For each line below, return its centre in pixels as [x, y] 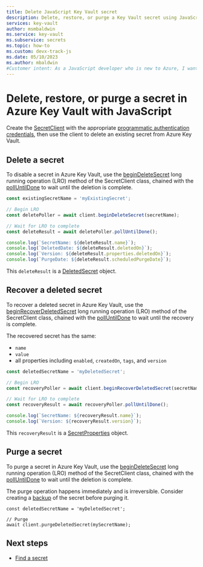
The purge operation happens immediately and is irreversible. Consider [95, 491]
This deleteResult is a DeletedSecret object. [61, 271]
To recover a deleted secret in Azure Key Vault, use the [75, 304]
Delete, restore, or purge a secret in [97, 98]
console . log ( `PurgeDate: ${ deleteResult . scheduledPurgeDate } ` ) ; [89, 260]
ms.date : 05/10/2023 [32, 57]
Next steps [27, 543]
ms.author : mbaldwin [32, 62]
